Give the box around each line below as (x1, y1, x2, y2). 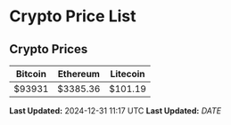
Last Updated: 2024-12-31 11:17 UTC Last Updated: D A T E (9, 105, 221, 116)
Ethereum (57, 68, 101, 80)
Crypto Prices (9, 42, 88, 57)
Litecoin (110, 68, 145, 80)
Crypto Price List (9, 6, 136, 27)
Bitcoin (15, 68, 47, 80)
